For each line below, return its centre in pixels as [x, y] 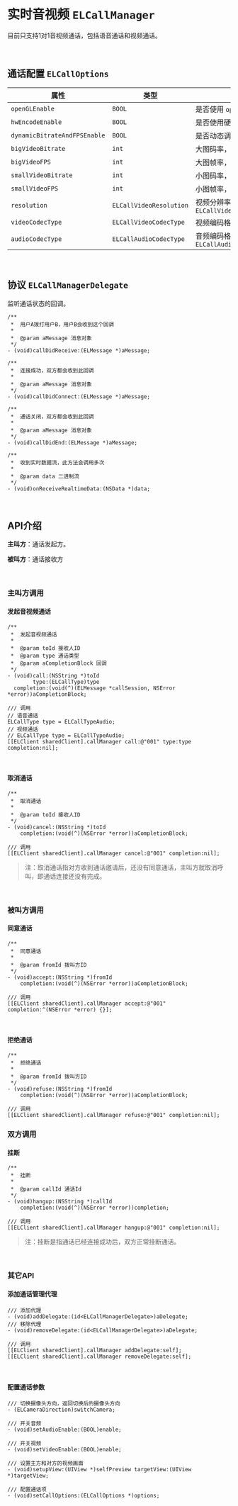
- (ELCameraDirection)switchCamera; [61, 1410]
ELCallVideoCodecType [149, 222]
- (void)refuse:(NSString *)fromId [60, 1089]
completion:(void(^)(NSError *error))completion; [95, 1208]
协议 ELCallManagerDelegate [68, 285]
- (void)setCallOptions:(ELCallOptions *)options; [84, 1496]
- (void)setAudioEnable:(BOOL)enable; [64, 1430]
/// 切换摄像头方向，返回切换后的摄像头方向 [64, 1404]
